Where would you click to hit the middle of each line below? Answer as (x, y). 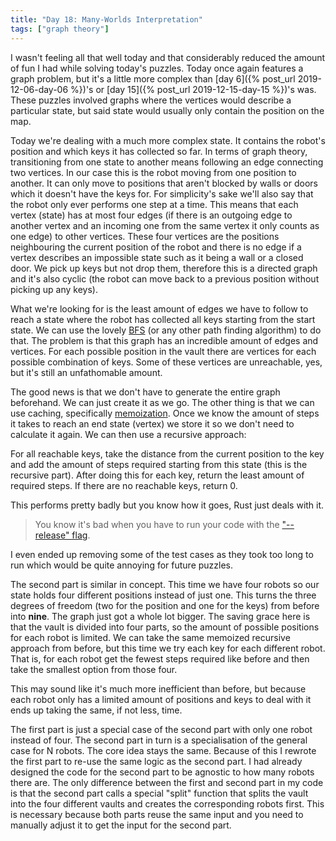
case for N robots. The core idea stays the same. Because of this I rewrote (163, 750)
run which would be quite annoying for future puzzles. (122, 565)
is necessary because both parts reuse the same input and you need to (157, 814)
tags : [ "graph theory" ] (60, 29)
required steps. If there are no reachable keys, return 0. (124, 485)
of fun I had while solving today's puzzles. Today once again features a (157, 68)
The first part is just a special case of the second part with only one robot (161, 729)
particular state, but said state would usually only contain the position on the (167, 110)
